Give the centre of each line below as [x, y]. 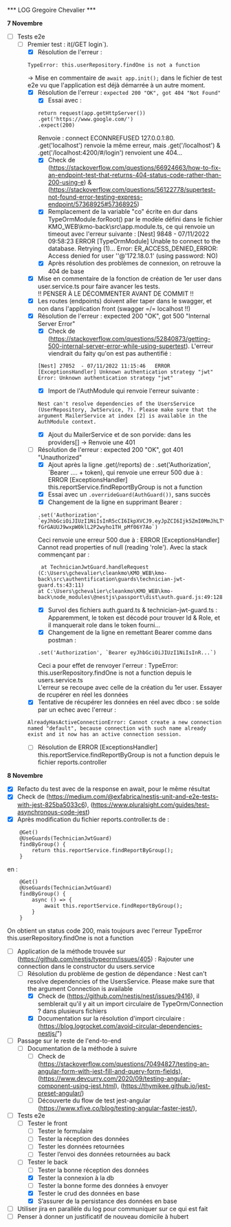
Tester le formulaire [65, 1131]
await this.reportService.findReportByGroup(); [113, 906]
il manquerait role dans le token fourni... [104, 625]
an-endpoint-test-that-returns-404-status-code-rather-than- [135, 175]
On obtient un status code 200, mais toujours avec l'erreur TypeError [105, 931]
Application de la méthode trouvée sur [71, 951]
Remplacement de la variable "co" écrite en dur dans [123, 212]
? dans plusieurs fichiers [72, 1011]
